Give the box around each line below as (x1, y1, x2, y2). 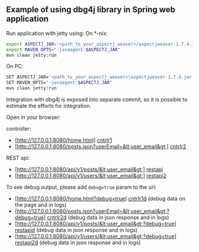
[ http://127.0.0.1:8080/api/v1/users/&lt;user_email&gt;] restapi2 (14, 172, 167, 179)
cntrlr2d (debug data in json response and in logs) (47, 214, 169, 221)
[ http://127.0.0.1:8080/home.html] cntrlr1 (14, 137, 113, 144)
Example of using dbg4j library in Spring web (6, 5, 176, 15)
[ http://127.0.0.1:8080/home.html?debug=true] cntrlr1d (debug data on (14, 195, 185, 202)
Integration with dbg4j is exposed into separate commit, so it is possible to (6, 96, 188, 103)
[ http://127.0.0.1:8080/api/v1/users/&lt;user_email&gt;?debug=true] (14, 233, 176, 240)
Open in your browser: (6, 114, 61, 121)
